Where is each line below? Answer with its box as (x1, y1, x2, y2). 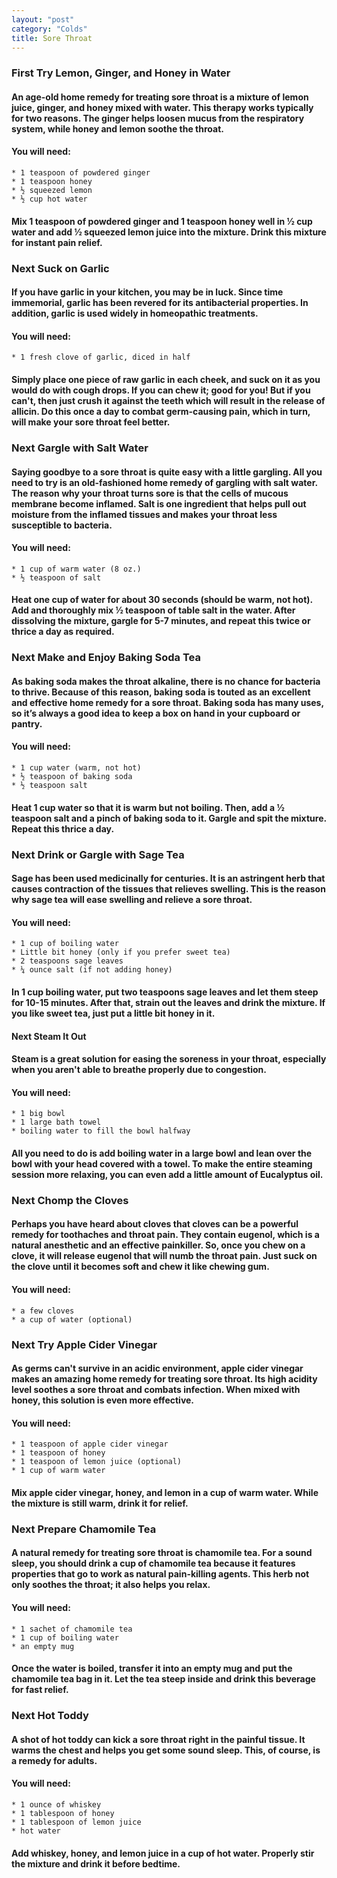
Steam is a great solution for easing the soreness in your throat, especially (11, 1053, 327, 1065)
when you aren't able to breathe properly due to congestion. (11, 1064, 267, 1076)
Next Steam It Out (11, 1030, 87, 1042)
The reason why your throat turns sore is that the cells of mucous (11, 487, 289, 499)
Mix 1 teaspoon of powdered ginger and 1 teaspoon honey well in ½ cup (11, 215, 313, 227)
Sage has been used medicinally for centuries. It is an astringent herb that (11, 872, 326, 885)
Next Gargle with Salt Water (11, 441, 149, 455)
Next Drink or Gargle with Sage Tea (11, 847, 185, 861)
